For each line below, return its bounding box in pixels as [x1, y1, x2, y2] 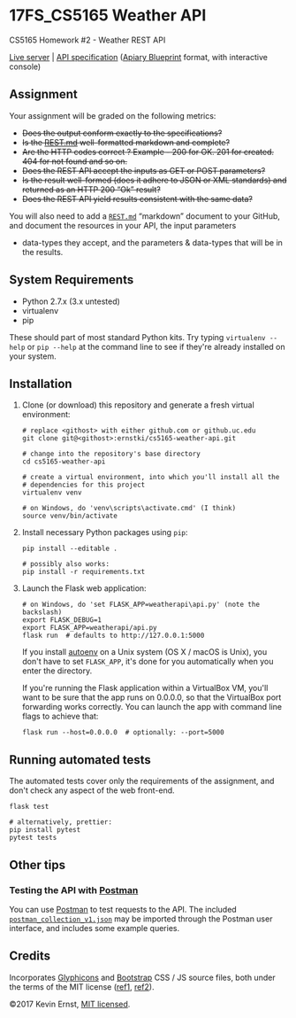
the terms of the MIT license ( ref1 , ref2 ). [9, 981, 155, 992]
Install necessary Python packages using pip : [21, 527, 188, 538]
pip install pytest [9, 826, 81, 835]
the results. [21, 246, 64, 257]
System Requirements [9, 272, 134, 288]
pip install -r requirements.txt [21, 568, 146, 577]
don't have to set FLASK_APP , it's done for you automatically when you [21, 657, 274, 667]
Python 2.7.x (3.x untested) [21, 296, 121, 307]
